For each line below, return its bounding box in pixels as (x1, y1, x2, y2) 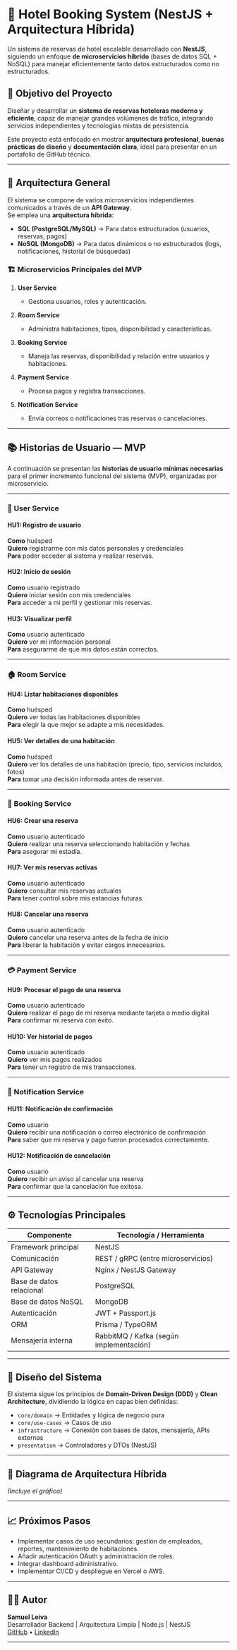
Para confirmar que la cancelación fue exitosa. (7, 1182, 143, 1190)
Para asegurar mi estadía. (7, 847, 83, 855)
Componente (27, 1230, 72, 1240)
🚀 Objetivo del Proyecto (7, 87, 113, 99)
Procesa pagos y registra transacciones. (28, 386, 146, 395)
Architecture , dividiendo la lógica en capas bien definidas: (7, 1398, 178, 1406)
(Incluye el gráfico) (7, 1487, 63, 1496)
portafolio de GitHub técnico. (7, 149, 92, 158)
